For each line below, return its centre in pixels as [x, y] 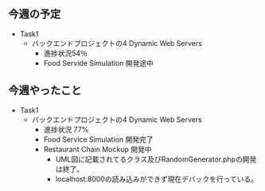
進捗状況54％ [65, 53]
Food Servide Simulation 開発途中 [98, 63]
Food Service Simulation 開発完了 [98, 139]
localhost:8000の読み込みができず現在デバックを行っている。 [157, 179]
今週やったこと [45, 91]
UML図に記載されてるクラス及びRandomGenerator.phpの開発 [156, 159]
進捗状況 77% [66, 129]
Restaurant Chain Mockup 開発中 [97, 149]
